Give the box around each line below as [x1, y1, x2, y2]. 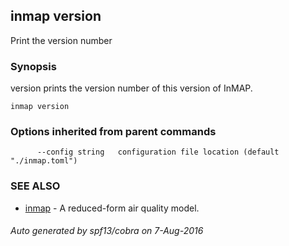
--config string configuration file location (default [36, 147, 280, 158]
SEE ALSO [10, 179, 61, 193]
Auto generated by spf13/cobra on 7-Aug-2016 [10, 225, 204, 237]
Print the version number [10, 34, 113, 46]
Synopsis [10, 59, 57, 73]
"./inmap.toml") [10, 156, 78, 166]
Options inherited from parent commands [10, 125, 217, 139]
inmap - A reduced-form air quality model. [24, 202, 200, 214]
